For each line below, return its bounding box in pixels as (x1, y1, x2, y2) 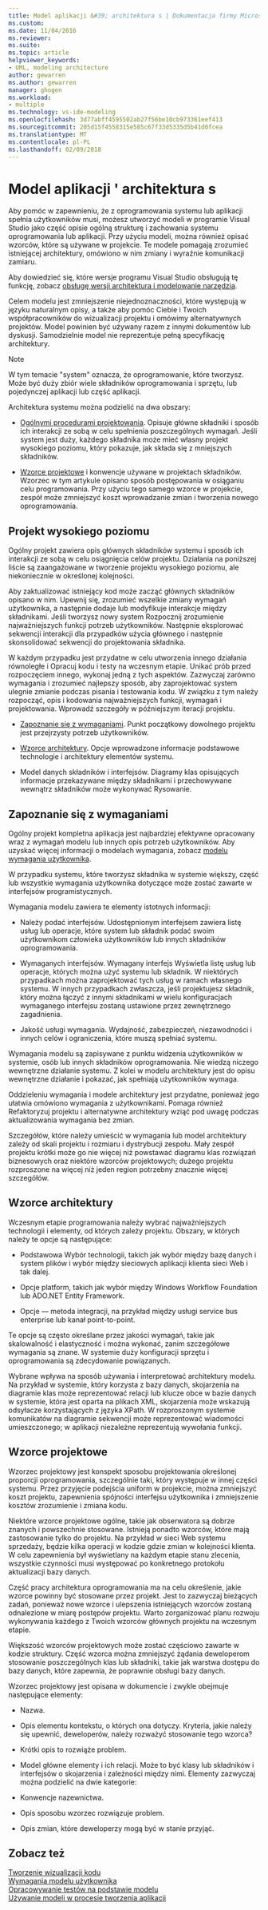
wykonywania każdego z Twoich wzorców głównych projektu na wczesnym (8, 1616, 257, 1626)
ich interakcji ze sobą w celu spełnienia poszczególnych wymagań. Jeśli (19, 427, 258, 436)
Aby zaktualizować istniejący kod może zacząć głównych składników (8, 586, 235, 596)
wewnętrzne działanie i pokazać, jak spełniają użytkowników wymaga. (8, 1074, 239, 1083)
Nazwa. (19, 1705, 45, 1714)
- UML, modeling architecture (8, 64, 109, 72)
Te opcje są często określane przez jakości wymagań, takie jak (8, 1330, 215, 1340)
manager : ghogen (8, 85, 62, 94)
